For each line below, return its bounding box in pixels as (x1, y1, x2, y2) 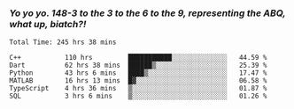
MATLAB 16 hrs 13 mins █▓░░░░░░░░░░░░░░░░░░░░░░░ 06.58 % (9, 76, 267, 85)
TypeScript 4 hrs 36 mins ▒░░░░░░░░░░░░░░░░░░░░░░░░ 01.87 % (9, 84, 267, 93)
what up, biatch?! (9, 18, 87, 30)
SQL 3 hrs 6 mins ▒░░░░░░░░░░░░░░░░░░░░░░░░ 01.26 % (9, 91, 267, 101)
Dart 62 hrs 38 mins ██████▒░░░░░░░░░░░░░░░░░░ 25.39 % (9, 61, 267, 70)
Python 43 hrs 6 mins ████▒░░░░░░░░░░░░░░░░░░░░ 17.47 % (9, 69, 267, 77)
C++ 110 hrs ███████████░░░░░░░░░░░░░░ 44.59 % (9, 54, 267, 62)
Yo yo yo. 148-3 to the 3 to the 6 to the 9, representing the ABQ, (9, 7, 286, 19)
